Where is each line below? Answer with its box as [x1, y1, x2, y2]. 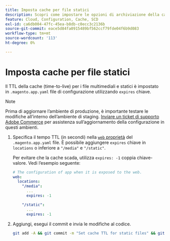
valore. [12, 160, 27, 166]
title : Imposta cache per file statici [5, 7, 90, 13]
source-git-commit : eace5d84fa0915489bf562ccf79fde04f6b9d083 [5, 26, 139, 31]
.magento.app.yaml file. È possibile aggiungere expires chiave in [12, 139, 146, 146]
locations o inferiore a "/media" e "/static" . [12, 144, 106, 151]
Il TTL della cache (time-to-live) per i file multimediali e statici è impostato [5, 83, 159, 89]
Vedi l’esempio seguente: [28, 160, 81, 166]
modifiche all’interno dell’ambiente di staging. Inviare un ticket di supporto [5, 113, 159, 119]
